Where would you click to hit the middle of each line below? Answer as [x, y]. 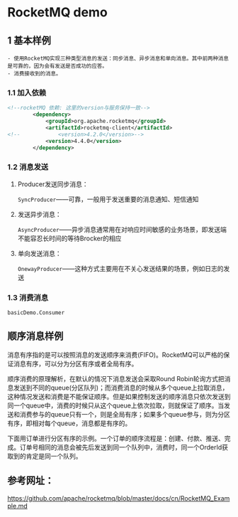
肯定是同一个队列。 [54, 456]
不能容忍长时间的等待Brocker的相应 [69, 238]
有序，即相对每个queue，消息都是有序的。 [69, 423]
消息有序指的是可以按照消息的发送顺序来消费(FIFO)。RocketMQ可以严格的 [115, 355]
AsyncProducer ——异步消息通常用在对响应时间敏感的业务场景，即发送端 [122, 229]
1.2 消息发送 [28, 167]
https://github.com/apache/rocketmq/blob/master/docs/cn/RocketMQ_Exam [119, 498]
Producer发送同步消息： [53, 184]
